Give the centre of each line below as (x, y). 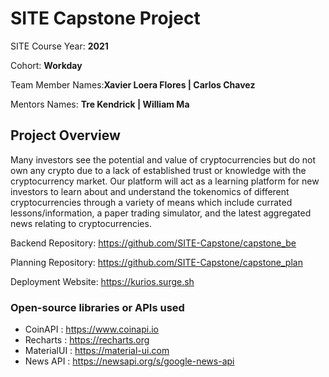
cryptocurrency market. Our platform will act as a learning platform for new (165, 181)
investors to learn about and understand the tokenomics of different (150, 191)
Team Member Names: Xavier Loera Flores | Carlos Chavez (133, 84)
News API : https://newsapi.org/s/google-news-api (129, 361)
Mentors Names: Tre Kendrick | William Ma (100, 104)
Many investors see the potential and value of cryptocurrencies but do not (163, 159)
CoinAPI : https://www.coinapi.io (91, 329)
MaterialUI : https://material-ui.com (97, 351)
